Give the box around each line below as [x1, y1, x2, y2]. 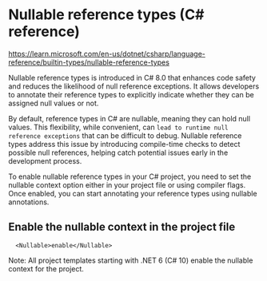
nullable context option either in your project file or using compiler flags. [8, 180, 246, 189]
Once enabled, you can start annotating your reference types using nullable [8, 188, 257, 198]
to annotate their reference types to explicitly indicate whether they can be [8, 89, 254, 99]
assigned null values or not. [8, 98, 99, 108]
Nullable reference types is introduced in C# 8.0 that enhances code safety [8, 73, 256, 82]
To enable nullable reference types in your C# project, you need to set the [8, 172, 252, 181]
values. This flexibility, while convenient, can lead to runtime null [8, 122, 229, 132]
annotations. [8, 197, 50, 207]
